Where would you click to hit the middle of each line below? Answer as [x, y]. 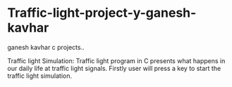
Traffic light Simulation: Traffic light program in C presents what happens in [116, 60]
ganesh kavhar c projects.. [46, 47]
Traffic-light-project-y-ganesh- [102, 13]
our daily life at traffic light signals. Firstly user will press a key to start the [114, 68]
